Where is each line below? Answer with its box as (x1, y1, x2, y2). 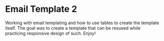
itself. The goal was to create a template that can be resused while (5, 25, 141, 31)
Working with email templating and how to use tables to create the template (5, 20, 160, 26)
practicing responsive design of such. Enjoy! (5, 30, 96, 36)
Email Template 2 (5, 3, 77, 15)
